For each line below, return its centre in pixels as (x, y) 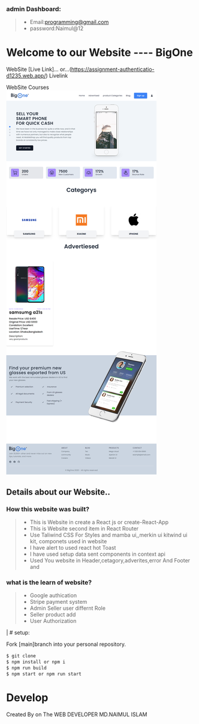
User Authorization (53, 621)
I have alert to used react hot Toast (73, 547)
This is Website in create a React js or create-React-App (99, 522)
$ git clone (21, 656)
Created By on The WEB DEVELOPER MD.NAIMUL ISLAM (77, 714)
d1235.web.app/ (26, 76)
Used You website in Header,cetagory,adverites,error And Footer (110, 560)
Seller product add (53, 615)
